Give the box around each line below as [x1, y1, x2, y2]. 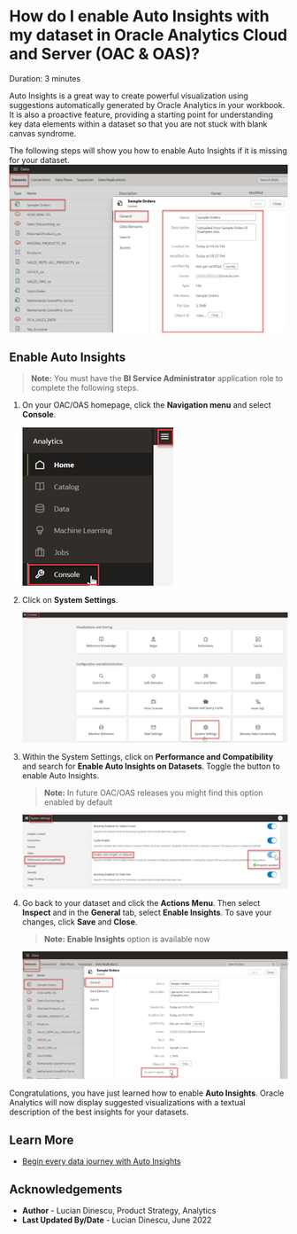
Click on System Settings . [21, 595, 118, 605]
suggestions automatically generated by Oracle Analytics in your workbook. [9, 99, 286, 110]
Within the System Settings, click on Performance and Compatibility [21, 752, 274, 762]
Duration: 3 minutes [9, 73, 81, 83]
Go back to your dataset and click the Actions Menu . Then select [21, 898, 261, 909]
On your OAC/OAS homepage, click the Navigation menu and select [21, 400, 271, 410]
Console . [21, 410, 57, 420]
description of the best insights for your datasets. [9, 1106, 189, 1118]
